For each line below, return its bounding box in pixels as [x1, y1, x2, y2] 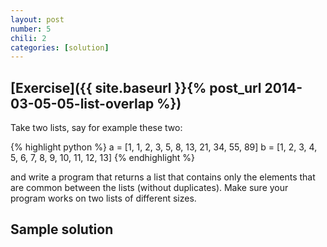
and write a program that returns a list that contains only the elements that [10, 171, 316, 183]
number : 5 [10, 24, 52, 34]
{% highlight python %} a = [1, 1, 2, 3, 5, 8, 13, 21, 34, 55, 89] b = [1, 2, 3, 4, [10, 141, 318, 153]
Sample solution [10, 221, 114, 238]
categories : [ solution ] [10, 42, 110, 53]
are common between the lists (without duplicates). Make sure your [10, 182, 289, 194]
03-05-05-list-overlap [10, 95, 155, 112]
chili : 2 [10, 33, 47, 43]
